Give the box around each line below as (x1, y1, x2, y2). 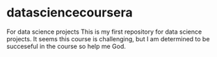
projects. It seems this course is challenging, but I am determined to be (6, 34, 210, 43)
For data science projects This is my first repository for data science (6, 27, 202, 36)
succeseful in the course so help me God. (6, 42, 127, 50)
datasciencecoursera (6, 5, 133, 21)
